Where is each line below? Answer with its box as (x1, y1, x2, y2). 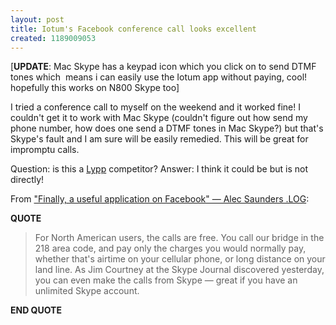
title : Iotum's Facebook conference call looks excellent (10, 24, 257, 34)
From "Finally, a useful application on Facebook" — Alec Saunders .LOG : (10, 193, 310, 205)
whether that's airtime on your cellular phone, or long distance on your (34, 253, 326, 265)
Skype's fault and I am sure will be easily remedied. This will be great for (10, 133, 309, 145)
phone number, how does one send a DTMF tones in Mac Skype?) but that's (10, 122, 324, 135)
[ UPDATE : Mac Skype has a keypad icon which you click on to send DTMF (10, 61, 317, 73)
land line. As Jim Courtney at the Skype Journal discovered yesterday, (34, 264, 325, 276)
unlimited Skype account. (34, 285, 140, 297)
